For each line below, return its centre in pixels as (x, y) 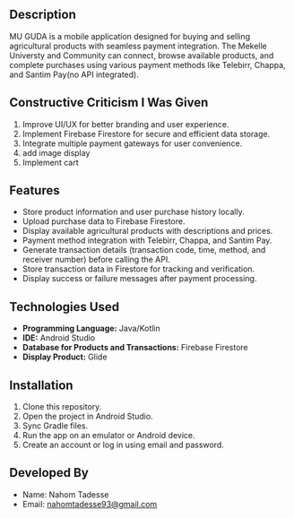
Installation (41, 385)
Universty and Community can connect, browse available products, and (142, 55)
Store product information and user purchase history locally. (133, 212)
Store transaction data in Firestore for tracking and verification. (138, 269)
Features (35, 190)
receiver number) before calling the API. (96, 260)
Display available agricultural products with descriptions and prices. (147, 231)
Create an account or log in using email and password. (123, 445)
